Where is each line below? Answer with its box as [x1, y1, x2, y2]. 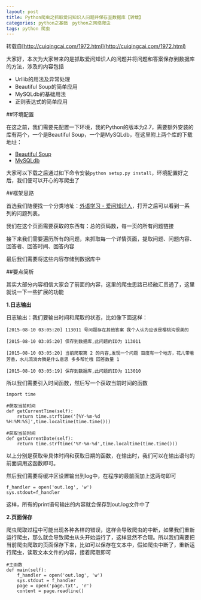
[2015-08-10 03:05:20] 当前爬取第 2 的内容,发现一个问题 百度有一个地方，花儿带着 [6, 350, 194, 357]
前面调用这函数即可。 [6, 460, 59, 467]
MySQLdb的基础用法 [14, 91, 66, 98]
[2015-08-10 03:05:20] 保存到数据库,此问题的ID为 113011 [6, 339, 141, 345]
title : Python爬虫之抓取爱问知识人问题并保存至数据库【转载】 [6, 14, 144, 20]
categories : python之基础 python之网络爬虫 [6, 20, 111, 26]
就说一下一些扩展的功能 [6, 288, 64, 296]
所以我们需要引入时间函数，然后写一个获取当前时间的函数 [6, 379, 148, 387]
